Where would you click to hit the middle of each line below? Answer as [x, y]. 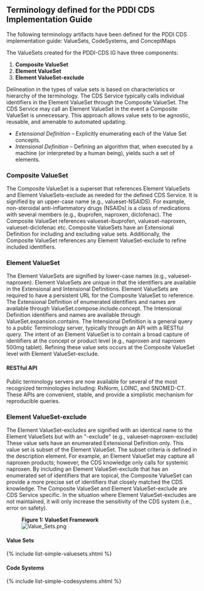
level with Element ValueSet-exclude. [53, 354]
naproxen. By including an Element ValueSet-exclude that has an [87, 469]
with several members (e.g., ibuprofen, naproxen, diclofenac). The [89, 215]
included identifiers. [31, 247]
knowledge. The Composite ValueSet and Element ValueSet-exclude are [97, 488]
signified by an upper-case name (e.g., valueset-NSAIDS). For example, [96, 201]
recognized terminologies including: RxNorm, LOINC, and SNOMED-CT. [96, 388]
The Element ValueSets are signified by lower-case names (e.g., [86, 276]
